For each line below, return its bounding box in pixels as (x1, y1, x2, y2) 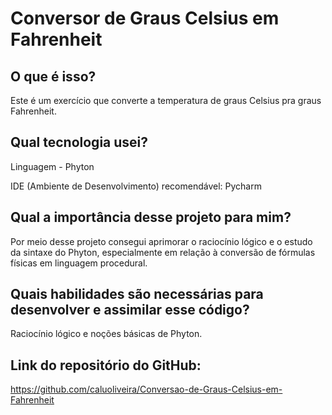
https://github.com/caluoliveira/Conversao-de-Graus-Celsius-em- (10, 383, 283, 396)
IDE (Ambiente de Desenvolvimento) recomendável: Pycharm (10, 180, 262, 192)
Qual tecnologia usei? (10, 134, 149, 151)
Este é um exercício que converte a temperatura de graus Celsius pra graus (10, 95, 322, 106)
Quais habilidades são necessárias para (10, 286, 264, 303)
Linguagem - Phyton (10, 160, 95, 172)
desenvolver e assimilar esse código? (10, 302, 250, 319)
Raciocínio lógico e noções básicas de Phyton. (10, 328, 203, 340)
